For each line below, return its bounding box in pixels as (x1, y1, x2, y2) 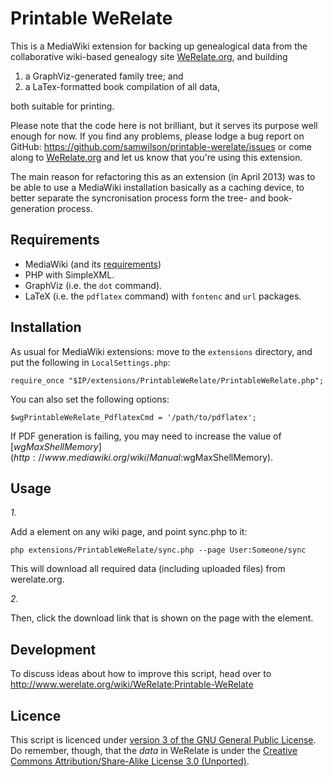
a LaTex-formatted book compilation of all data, (24, 80, 220, 92)
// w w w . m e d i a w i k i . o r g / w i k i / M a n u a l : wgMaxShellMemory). (38, 451, 274, 463)
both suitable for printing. (10, 100, 115, 112)
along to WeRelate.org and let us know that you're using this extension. (10, 151, 303, 163)
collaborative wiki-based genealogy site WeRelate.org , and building (10, 50, 288, 62)
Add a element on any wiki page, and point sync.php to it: (10, 526, 248, 538)
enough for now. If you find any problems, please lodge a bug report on (10, 130, 305, 142)
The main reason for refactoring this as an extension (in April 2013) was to (10, 170, 316, 182)
